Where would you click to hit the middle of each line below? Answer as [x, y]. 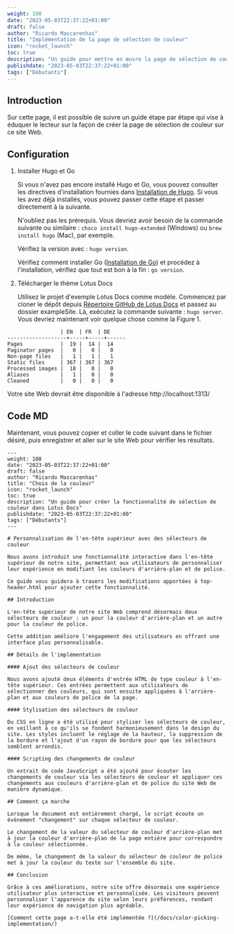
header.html [24, 587]
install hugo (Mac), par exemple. [66, 236]
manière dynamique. [36, 789]
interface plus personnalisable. [56, 642]
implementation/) [32, 924]
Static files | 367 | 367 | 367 [60, 363]
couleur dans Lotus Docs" [45, 508]
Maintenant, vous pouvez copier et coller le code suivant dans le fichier [110, 432]
